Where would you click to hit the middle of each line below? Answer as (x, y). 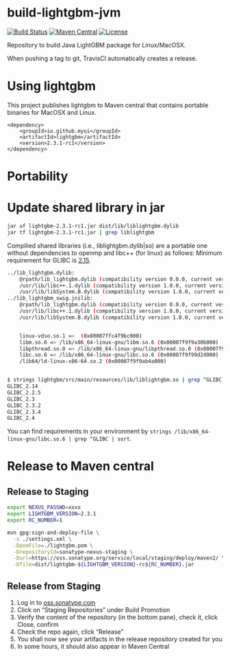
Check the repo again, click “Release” (70, 632)
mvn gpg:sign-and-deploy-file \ (53, 533)
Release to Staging (48, 492)
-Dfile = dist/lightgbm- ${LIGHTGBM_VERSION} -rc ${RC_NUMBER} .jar (104, 565)
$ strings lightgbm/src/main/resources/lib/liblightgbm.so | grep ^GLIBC (115, 380)
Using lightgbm (51, 86)
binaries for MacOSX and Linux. (52, 112)
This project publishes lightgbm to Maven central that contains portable (108, 105)
